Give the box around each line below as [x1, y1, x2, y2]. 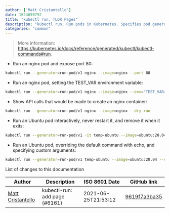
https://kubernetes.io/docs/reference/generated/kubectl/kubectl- [17, 46, 154, 52]
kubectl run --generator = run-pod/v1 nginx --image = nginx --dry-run [5, 108, 151, 113]
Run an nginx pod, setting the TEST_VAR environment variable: [12, 79, 143, 86]
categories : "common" [5, 26, 51, 31]
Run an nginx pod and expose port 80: [12, 61, 93, 67]
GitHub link [130, 178, 158, 185]
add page [42, 193, 65, 200]
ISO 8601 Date [83, 178, 120, 185]
